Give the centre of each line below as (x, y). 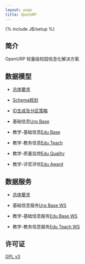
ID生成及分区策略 (30, 111)
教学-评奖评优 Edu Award (38, 164)
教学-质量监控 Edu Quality (38, 153)
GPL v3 (13, 256)
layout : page (19, 10)
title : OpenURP (21, 15)
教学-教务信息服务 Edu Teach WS (46, 226)
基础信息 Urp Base (31, 122)
